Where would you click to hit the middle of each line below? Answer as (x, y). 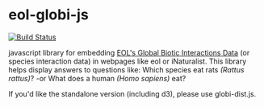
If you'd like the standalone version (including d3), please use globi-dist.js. (132, 93)
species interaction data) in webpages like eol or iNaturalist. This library (128, 61)
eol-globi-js (48, 15)
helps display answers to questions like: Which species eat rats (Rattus (126, 69)
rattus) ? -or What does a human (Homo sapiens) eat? (97, 78)
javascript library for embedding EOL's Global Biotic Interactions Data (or (129, 52)
